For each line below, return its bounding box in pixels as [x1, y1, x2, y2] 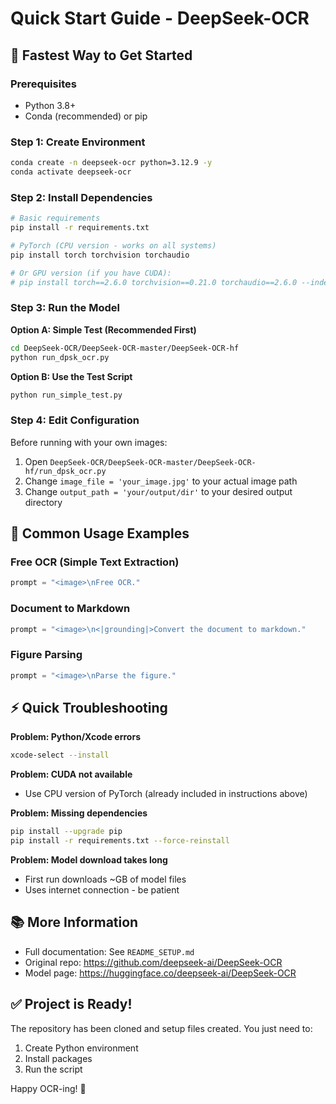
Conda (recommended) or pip [24, 110, 148, 122]
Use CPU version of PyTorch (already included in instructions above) [24, 788, 308, 800]
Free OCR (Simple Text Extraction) [10, 555, 180, 569]
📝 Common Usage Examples [10, 525, 190, 542]
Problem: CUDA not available [10, 768, 133, 781]
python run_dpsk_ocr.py [10, 352, 110, 362]
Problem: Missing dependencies [10, 807, 148, 819]
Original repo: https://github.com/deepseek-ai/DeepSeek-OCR [24, 956, 283, 968]
